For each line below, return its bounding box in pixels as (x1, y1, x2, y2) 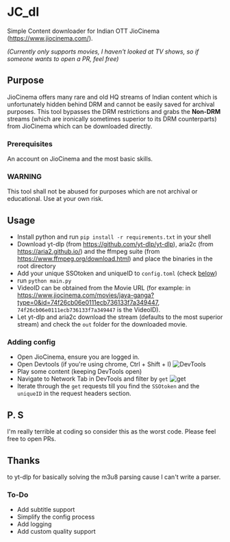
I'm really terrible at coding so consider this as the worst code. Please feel (7, 427, 216, 436)
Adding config (7, 338, 56, 347)
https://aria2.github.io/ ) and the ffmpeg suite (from (16, 248, 160, 256)
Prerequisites (7, 139, 53, 148)
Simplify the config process (16, 512, 95, 521)
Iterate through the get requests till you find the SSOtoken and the (16, 382, 200, 390)
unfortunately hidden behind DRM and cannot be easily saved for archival (7, 100, 215, 108)
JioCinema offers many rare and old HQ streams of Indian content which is (7, 93, 218, 101)
